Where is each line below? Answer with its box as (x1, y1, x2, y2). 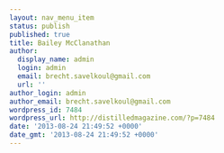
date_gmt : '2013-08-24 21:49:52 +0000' (9, 130, 159, 139)
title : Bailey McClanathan (9, 38, 111, 48)
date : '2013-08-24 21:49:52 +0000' (9, 122, 143, 131)
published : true (9, 30, 70, 39)
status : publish (9, 22, 70, 31)
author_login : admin (9, 88, 87, 97)
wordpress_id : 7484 (9, 105, 83, 114)
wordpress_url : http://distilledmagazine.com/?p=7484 (9, 113, 216, 122)
